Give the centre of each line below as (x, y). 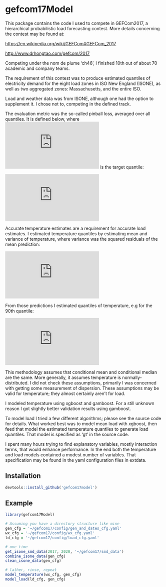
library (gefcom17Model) (30, 515)
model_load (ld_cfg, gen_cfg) (35, 579)
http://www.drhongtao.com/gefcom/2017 (47, 53)
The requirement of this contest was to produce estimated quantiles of (78, 78)
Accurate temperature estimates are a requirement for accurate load (75, 228)
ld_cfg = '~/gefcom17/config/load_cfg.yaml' (52, 538)
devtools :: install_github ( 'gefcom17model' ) (51, 487)
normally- (132, 377)
